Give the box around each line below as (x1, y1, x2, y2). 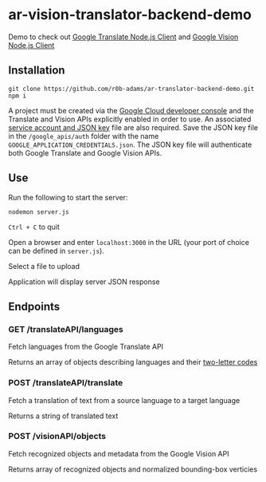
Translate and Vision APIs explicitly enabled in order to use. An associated (8, 114, 252, 124)
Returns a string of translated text (8, 411, 119, 421)
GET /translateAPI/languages (8, 323, 123, 334)
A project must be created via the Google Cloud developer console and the (8, 105, 254, 115)
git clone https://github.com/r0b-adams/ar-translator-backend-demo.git (8, 85, 255, 93)
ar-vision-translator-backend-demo (8, 6, 252, 24)
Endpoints (8, 299, 61, 313)
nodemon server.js (8, 207, 69, 216)
